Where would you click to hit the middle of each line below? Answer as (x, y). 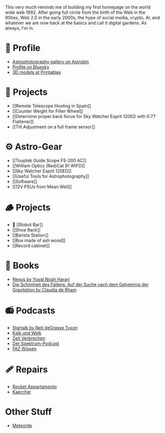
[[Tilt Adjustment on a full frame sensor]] (53, 127)
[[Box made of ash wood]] (39, 240)
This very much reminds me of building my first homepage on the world (78, 7)
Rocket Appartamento (34, 387)
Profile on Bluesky (31, 67)
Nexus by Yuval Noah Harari (41, 279)
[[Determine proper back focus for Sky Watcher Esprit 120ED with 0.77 (84, 116)
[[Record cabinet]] (31, 245)
